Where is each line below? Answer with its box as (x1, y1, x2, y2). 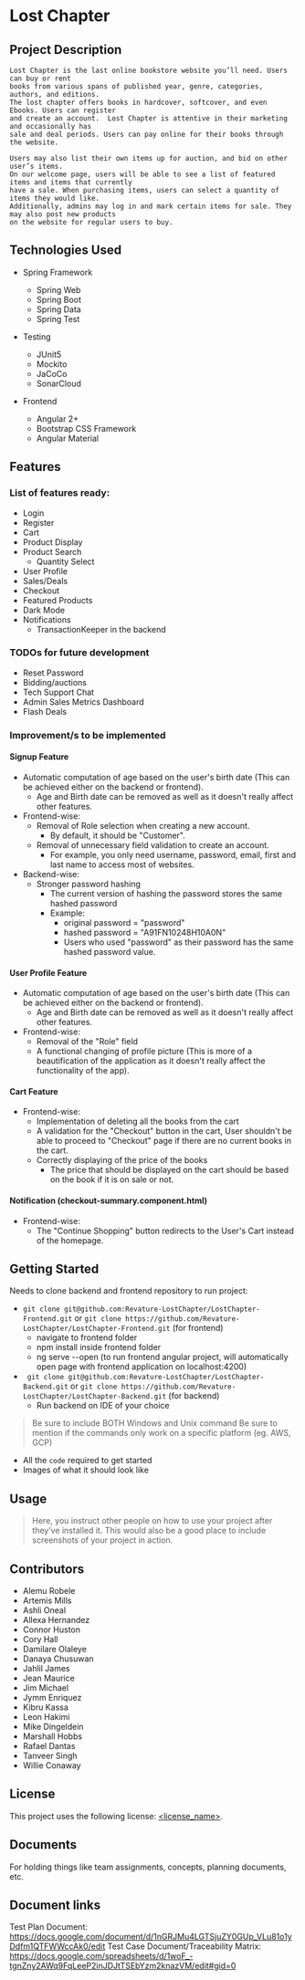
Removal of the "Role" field (36, 1036, 139, 1047)
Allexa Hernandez (22, 1614, 90, 1625)
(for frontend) (172, 1323, 224, 1334)
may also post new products (9, 210, 117, 219)
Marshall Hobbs (22, 1731, 83, 1742)
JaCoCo (36, 368, 68, 379)
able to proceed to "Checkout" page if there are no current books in (36, 1136, 292, 1147)
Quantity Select (36, 556, 95, 567)
